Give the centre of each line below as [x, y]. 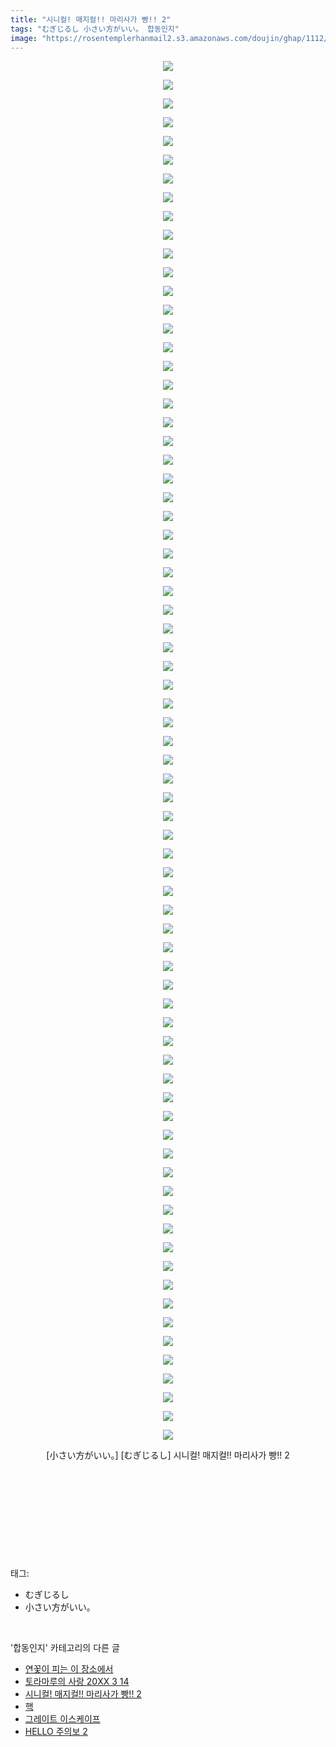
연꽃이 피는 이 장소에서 [69, 1669]
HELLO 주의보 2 [56, 1732]
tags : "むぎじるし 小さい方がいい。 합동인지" [95, 29]
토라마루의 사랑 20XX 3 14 [77, 1682]
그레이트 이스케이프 [62, 1719]
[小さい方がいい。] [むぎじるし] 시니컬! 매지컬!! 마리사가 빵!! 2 [168, 1455]
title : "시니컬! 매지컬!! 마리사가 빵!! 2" [91, 19]
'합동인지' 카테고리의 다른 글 [65, 1648]
